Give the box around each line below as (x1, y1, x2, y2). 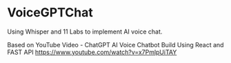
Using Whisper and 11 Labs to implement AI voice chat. (7, 27, 163, 36)
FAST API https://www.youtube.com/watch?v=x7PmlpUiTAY (7, 48, 177, 56)
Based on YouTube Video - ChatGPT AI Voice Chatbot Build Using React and (7, 40, 224, 49)
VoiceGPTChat (7, 5, 93, 21)
